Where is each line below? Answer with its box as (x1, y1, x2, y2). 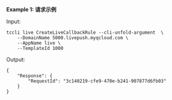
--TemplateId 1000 (17, 45, 64, 51)
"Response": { (17, 73, 53, 79)
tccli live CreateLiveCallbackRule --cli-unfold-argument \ (6, 30, 164, 36)
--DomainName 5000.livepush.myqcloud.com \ (17, 35, 129, 41)
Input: (6, 18, 21, 25)
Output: (6, 56, 25, 63)
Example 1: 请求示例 (6, 6, 56, 13)
